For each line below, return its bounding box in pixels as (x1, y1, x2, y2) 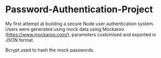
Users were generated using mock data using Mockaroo (5, 26, 124, 32)
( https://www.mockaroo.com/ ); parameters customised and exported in (5, 31, 156, 37)
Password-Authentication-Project (5, 4, 153, 15)
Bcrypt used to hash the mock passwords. (5, 47, 95, 53)
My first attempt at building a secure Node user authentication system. (5, 21, 155, 27)
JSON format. (5, 37, 34, 43)
